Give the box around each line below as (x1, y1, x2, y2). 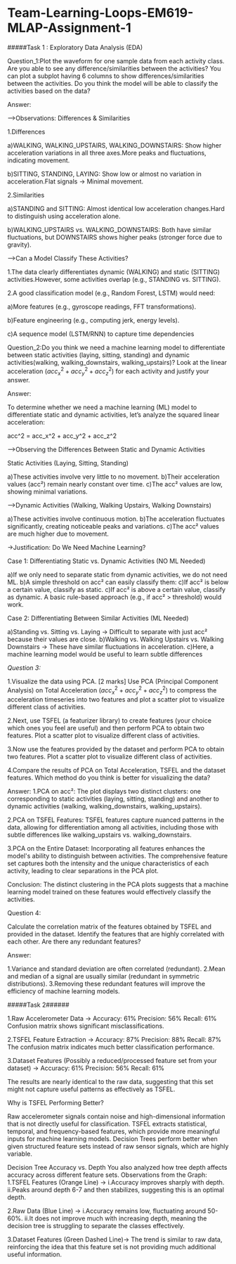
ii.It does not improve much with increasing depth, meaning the (24, 1214, 207, 1223)
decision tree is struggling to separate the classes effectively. (7, 1221, 185, 1230)
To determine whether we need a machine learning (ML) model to (7, 403, 197, 412)
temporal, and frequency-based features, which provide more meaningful (7, 1127, 220, 1135)
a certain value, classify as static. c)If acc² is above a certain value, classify (7, 586, 226, 594)
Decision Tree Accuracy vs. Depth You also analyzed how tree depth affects (7, 1163, 228, 1171)
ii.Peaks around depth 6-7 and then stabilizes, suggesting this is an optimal (7, 1185, 225, 1194)
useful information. (7, 1250, 62, 1258)
